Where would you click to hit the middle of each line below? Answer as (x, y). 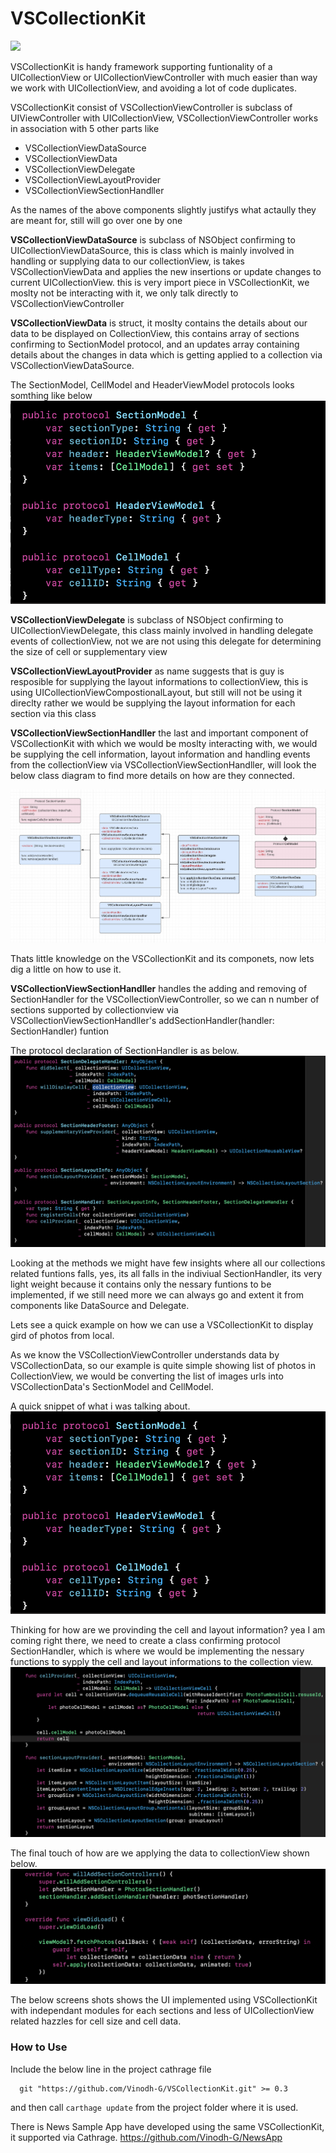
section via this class (53, 713)
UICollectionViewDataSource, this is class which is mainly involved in (152, 250)
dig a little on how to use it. (66, 969)
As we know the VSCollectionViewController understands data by (145, 1354)
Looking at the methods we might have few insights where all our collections (168, 1263)
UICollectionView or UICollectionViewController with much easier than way (164, 77)
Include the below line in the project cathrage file (111, 2069)
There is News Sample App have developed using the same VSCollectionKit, (167, 2126)
